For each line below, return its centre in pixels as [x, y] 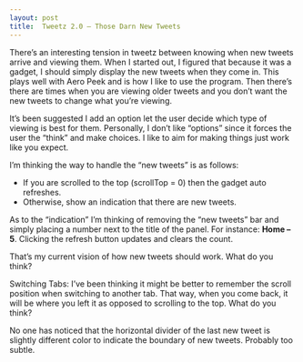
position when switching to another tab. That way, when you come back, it [149, 293]
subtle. [22, 349]
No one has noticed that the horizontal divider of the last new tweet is [140, 330]
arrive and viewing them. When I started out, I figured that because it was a [151, 62]
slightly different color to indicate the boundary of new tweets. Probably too [151, 340]
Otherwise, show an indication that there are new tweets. [129, 202]
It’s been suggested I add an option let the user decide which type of [138, 118]
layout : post [34, 18]
